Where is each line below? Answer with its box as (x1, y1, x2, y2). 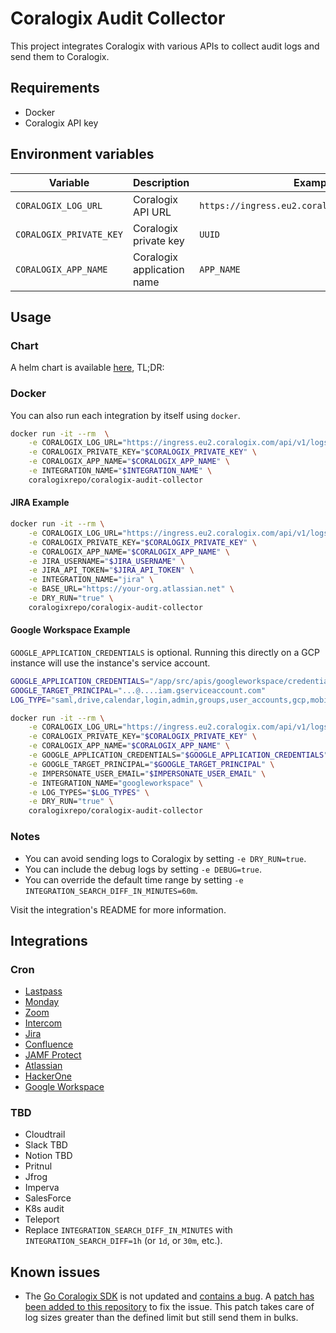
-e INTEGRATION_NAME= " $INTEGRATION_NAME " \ (28, 466, 213, 476)
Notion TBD (24, 1150, 73, 1162)
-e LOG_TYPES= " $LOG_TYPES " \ (28, 787, 150, 797)
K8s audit (24, 1203, 65, 1215)
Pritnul (24, 1160, 53, 1172)
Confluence (24, 1038, 74, 1051)
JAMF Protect (24, 1049, 82, 1061)
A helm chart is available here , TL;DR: (10, 362, 165, 374)
